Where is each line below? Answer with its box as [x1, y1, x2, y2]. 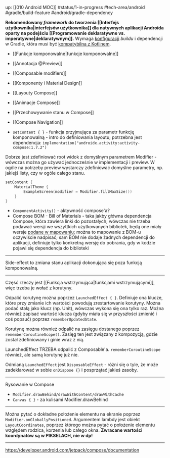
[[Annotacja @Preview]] [12, 61, 63, 66]
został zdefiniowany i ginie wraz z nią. [5, 337, 84, 343]
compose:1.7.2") [12, 145, 47, 150]
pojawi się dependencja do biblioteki [12, 245, 89, 251]
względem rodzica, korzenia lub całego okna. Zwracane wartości [5, 427, 143, 433]
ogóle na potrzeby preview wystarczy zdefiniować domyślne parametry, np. [5, 165, 163, 171]
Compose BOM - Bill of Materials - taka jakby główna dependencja [12, 213, 152, 219]
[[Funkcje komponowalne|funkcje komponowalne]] [12, 50, 119, 57]
